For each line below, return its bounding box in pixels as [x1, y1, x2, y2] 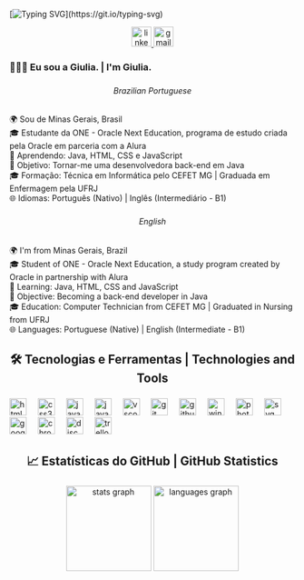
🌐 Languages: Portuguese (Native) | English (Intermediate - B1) [9, 324, 246, 335]
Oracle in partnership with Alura [9, 271, 129, 282]
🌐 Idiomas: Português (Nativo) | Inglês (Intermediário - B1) [9, 193, 227, 204]
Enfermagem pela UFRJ [9, 183, 98, 195]
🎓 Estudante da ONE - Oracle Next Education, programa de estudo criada [9, 127, 288, 138]
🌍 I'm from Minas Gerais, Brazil [9, 245, 128, 255]
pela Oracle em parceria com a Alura [9, 141, 147, 152]
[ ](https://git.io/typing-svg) [9, 9, 163, 19]
